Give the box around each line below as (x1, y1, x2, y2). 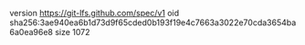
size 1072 (54, 27, 90, 37)
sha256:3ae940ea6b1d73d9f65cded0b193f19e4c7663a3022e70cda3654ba (9, 17, 297, 28)
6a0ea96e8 (9, 27, 53, 37)
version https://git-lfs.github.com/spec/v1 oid (9, 8, 180, 18)
